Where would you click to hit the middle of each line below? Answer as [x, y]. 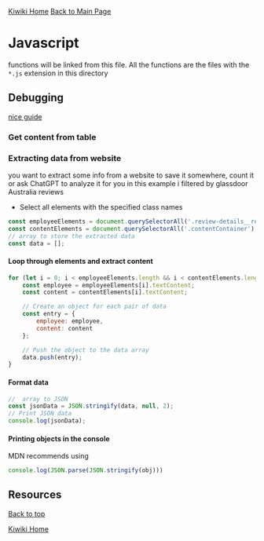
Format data [28, 382]
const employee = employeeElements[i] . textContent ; [108, 285]
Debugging [36, 98]
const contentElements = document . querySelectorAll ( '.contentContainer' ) [132, 228]
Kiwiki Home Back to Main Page [60, 11]
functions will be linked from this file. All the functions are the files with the [129, 64]
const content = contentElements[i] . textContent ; [105, 292]
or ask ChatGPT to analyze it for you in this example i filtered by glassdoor [128, 183]
